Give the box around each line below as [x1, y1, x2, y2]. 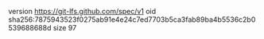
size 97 [52, 23, 77, 32]
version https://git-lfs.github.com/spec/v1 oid [8, 7, 157, 16]
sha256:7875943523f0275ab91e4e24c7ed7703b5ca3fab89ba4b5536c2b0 [8, 15, 256, 24]
